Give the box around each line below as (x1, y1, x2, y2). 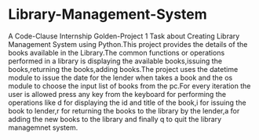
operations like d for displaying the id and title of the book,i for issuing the (8, 98, 246, 107)
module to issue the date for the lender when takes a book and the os (8, 73, 233, 82)
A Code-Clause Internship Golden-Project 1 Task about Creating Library (8, 31, 240, 41)
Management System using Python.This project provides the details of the (8, 39, 248, 48)
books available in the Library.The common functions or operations (8, 48, 225, 57)
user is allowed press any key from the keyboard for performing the (8, 89, 226, 99)
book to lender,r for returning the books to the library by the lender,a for (8, 106, 240, 115)
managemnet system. (8, 123, 78, 132)
